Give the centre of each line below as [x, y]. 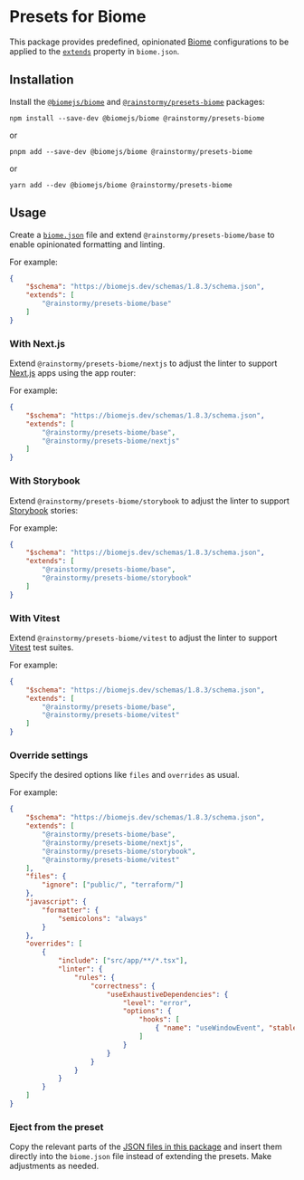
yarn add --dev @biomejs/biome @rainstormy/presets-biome [121, 185]
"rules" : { [95, 977]
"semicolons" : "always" [102, 918]
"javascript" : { [57, 902]
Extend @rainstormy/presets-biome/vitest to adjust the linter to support [143, 638]
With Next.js [38, 343]
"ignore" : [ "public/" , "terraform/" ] [113, 885]
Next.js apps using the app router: [73, 373]
